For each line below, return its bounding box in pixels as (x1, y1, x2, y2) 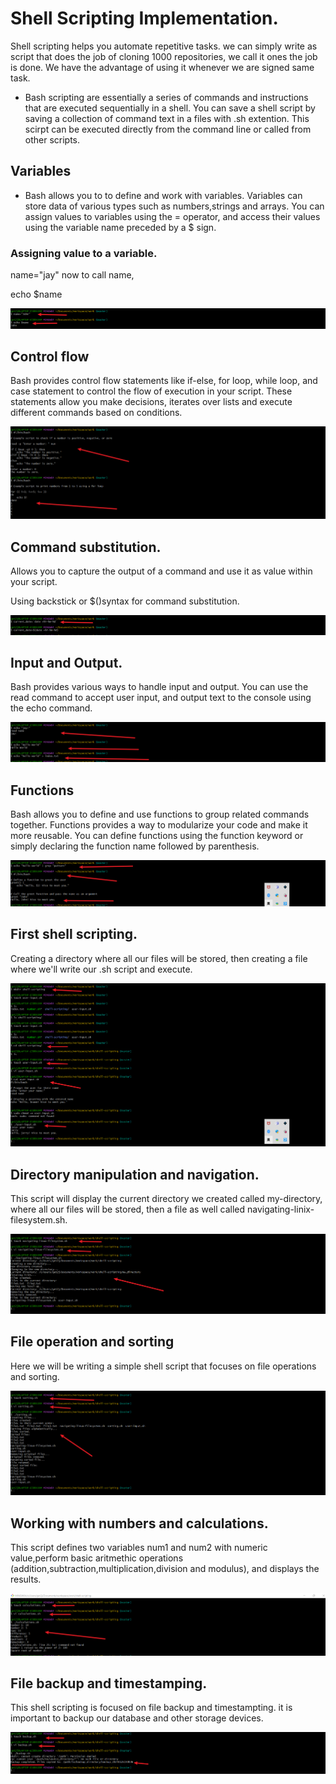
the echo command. (10, 702, 93, 714)
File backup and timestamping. (10, 1675, 208, 1692)
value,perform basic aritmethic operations (10, 1552, 184, 1564)
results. (10, 1573, 42, 1585)
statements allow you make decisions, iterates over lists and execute (10, 396, 293, 408)
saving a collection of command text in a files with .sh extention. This (24, 112, 310, 124)
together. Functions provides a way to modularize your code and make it (10, 819, 308, 831)
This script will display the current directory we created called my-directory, (10, 1193, 323, 1205)
